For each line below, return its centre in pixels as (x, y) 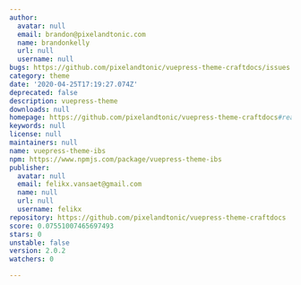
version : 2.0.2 (38, 251)
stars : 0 (26, 234)
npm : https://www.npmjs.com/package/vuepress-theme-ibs (116, 159)
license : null (36, 134)
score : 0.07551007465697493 (62, 226)
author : (24, 17)
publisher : (30, 168)
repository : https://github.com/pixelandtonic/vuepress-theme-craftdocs (148, 217)
